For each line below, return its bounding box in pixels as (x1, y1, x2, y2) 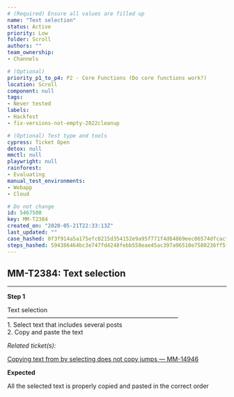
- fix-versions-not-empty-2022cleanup (7, 120, 120, 127)
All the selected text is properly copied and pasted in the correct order (7, 382, 209, 390)
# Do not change (7, 203, 54, 210)
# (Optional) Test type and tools (7, 132, 108, 139)
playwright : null (7, 158, 58, 165)
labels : (7, 107, 30, 114)
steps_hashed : (7, 241, 49, 249)
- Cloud (7, 191, 30, 197)
